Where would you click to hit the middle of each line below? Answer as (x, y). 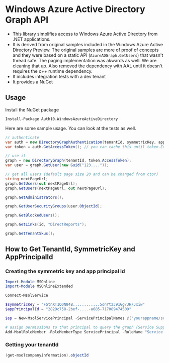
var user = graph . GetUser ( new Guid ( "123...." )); (57, 165)
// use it (16, 156)
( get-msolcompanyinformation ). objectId (47, 355)
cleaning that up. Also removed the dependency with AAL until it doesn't (88, 66)
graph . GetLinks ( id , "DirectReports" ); (46, 224)
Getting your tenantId (32, 345)
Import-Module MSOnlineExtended (39, 286)
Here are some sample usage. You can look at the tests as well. (71, 128)
